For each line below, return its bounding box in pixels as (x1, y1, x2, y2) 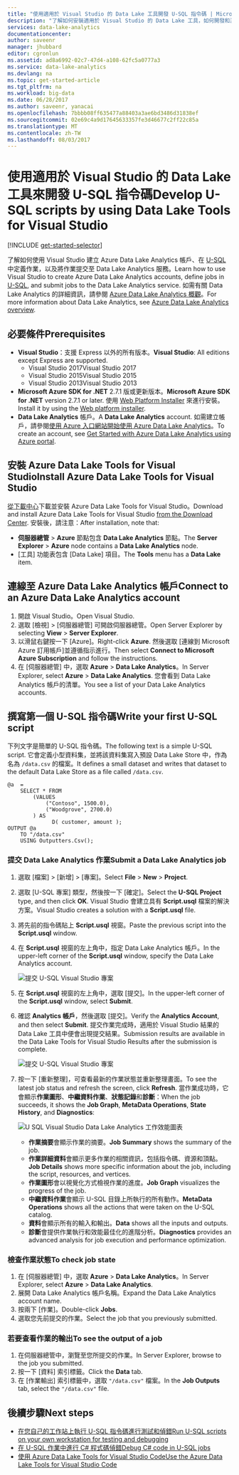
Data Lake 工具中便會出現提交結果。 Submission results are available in (17, 1029, 225, 1037)
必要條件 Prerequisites (7, 328, 105, 340)
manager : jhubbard (7, 43, 62, 51)
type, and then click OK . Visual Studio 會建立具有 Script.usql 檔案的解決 (17, 897, 230, 905)
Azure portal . (17, 437, 57, 445)
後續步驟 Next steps (7, 1407, 94, 1419)
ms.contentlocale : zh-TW (7, 129, 81, 137)
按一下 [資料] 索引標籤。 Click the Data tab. (17, 1368, 144, 1376)
